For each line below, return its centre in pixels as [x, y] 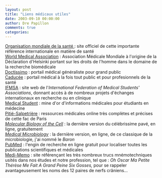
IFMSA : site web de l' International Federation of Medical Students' [72, 88]
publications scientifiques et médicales [44, 150]
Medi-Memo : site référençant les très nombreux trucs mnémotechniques [79, 155]
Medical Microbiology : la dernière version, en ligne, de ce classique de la [79, 134]
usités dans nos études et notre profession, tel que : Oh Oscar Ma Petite [77, 160]
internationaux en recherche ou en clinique [48, 98]
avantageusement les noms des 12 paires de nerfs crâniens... [66, 170]
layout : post [18, 10]
